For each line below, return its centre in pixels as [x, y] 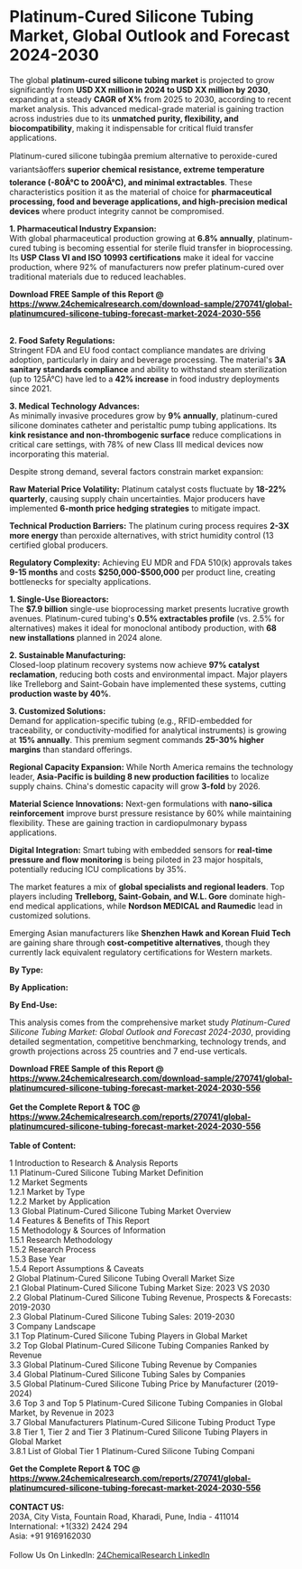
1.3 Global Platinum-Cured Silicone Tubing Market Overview [120, 1211]
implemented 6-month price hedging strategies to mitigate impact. [135, 508]
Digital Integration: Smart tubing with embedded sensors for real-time [141, 850]
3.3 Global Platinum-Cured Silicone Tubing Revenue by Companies [133, 1364]
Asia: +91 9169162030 [50, 1536]
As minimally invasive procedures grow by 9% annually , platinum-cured [143, 415]
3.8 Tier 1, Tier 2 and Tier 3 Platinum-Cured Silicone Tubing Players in [139, 1432]
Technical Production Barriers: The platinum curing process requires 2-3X [150, 525]
